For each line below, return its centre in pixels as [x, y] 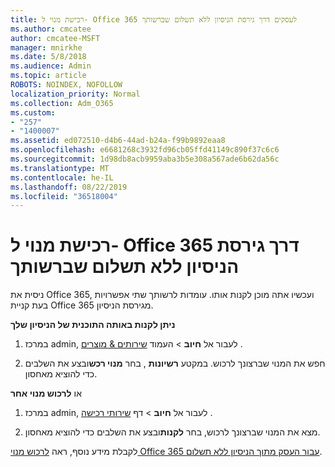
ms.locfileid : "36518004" [64, 196]
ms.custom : [33, 112]
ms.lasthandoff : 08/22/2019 [69, 187]
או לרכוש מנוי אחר [46, 393]
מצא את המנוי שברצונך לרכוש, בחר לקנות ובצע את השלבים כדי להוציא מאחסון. [172, 432]
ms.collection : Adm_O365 [62, 103]
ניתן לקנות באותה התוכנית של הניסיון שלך [93, 325]
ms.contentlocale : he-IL [62, 177]
